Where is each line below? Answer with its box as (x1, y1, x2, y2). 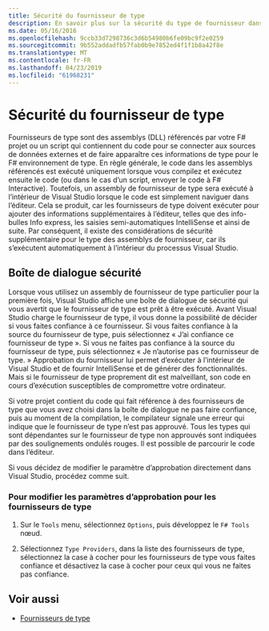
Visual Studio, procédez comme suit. (8, 472, 130, 481)
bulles (8, 217, 29, 227)
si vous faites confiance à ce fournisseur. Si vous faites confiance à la (8, 321, 239, 331)
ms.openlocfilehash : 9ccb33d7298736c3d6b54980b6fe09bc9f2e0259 (8, 34, 224, 42)
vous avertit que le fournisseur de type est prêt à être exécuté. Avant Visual (8, 304, 257, 314)
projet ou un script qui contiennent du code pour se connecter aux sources (8, 141, 256, 151)
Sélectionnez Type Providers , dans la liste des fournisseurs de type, (19, 544, 245, 553)
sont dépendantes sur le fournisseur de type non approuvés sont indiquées (8, 430, 257, 440)
